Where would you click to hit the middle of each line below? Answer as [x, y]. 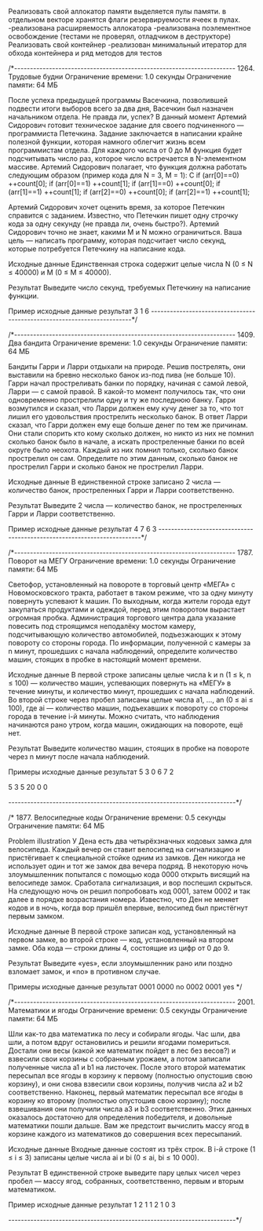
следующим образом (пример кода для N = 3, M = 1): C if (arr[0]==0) [124, 175]
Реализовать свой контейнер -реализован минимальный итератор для [128, 45]
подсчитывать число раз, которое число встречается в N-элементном [127, 159]
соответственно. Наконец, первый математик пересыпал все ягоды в [126, 1092]
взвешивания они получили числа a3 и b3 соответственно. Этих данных [130, 1109]
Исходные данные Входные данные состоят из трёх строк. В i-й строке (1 [132, 1149]
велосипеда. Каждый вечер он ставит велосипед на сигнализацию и [124, 849]
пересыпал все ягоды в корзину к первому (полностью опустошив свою [130, 1076]
